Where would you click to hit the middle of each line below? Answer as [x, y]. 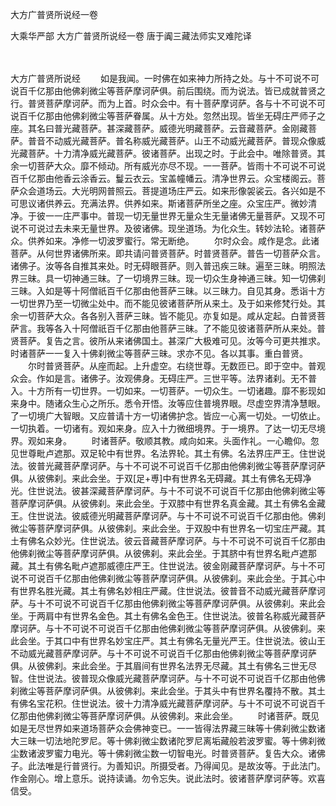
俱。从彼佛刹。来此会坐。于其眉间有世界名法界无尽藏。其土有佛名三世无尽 [163, 666]
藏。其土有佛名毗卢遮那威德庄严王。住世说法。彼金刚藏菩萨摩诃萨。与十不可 [168, 566]
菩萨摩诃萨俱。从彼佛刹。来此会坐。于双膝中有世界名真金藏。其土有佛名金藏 [168, 503]
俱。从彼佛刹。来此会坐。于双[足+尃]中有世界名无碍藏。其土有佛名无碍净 [161, 478]
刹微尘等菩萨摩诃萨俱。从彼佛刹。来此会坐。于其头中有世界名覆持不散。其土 [168, 691]
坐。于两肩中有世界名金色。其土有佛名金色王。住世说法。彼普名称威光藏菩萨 [168, 616]
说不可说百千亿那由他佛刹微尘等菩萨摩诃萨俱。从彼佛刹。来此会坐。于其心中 [168, 578]
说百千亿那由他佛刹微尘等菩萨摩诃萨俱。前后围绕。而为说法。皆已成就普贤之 [168, 91]
